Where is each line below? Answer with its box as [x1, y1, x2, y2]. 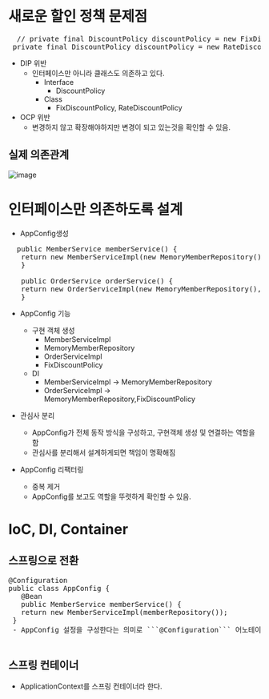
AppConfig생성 [19, 228, 70, 238]
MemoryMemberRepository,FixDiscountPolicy [43, 394, 196, 404]
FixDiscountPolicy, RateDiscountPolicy [55, 102, 183, 112]
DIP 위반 [19, 58, 47, 68]
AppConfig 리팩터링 [19, 464, 84, 474]
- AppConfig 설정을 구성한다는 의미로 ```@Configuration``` [12, 625, 232, 634]
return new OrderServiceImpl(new [21, 284, 152, 293]
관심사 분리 [19, 410, 55, 420]
